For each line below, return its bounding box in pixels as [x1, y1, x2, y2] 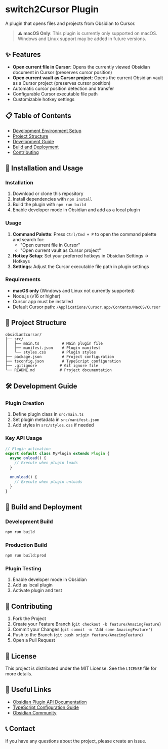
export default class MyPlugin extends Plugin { [5, 451, 110, 456]
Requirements [5, 276, 41, 283]
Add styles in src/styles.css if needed [12, 422, 94, 428]
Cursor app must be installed [12, 298, 73, 304]
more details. [5, 671, 33, 677]
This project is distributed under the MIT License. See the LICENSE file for [5, 665, 157, 671]
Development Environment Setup [12, 127, 82, 134]
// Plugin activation [5, 446, 51, 451]
